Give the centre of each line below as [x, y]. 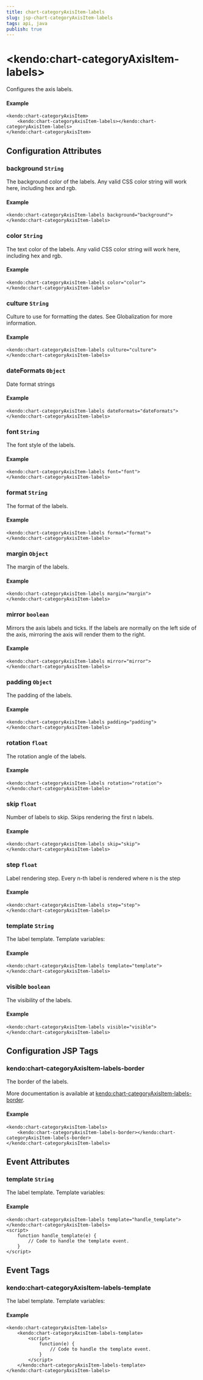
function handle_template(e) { [57, 1236]
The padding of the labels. [39, 695]
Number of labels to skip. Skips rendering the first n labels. [80, 817]
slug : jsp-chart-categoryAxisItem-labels [60, 18]
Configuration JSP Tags [52, 1051]
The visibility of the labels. [39, 1000]
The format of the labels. [37, 506]
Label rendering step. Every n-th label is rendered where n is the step [94, 878]
